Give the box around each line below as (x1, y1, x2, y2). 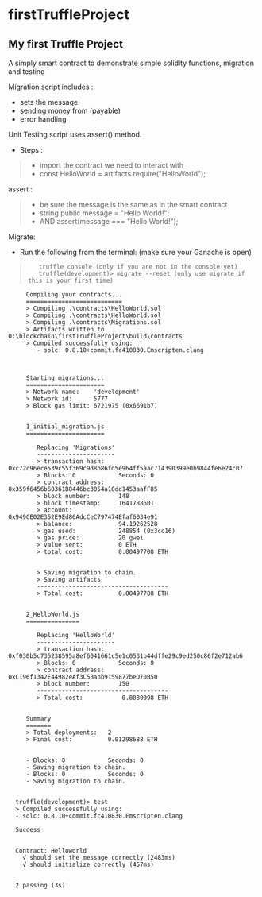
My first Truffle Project (8, 37, 123, 51)
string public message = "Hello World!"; (39, 208, 170, 218)
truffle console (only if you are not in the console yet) (38, 263, 238, 271)
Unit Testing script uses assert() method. (8, 130, 142, 139)
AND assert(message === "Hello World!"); (39, 217, 179, 226)
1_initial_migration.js (25, 423, 105, 431)
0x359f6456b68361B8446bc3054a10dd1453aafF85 (8, 485, 158, 493)
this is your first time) (27, 276, 114, 284)
